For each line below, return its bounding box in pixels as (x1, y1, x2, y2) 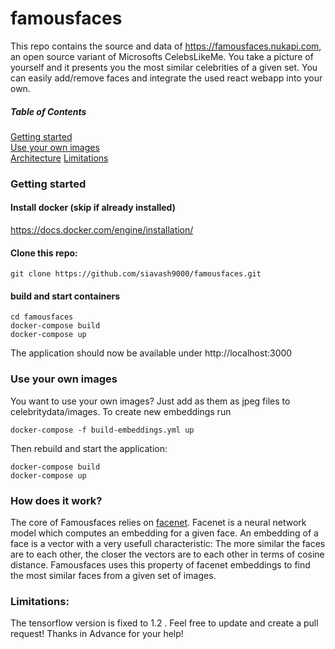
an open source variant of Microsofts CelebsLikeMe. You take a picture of (10, 50, 314, 62)
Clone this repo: (10, 247, 78, 259)
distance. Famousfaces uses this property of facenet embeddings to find (10, 559, 311, 571)
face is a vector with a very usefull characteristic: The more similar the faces (10, 538, 326, 550)
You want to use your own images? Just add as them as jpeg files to (10, 395, 291, 407)
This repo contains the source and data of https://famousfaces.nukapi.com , (10, 40, 322, 52)
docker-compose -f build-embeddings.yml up (10, 425, 195, 435)
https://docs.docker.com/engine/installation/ (10, 224, 194, 236)
